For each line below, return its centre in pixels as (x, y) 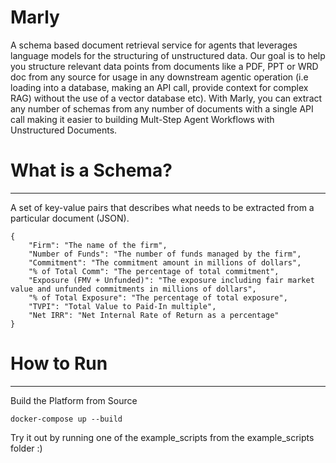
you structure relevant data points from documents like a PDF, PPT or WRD (164, 66)
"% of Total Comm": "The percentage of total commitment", (154, 271)
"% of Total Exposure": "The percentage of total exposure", (158, 297)
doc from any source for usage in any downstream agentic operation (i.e (159, 77)
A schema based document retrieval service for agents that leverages (154, 45)
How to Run (59, 363)
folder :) (26, 448)
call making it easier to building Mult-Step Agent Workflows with (142, 119)
